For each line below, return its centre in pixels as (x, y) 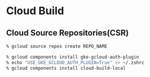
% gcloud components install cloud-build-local (66, 68)
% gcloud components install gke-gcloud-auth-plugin (73, 57)
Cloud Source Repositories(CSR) (68, 33)
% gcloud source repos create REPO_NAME (57, 46)
